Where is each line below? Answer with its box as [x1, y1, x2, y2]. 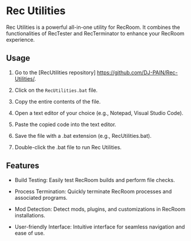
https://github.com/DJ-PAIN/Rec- [96, 69, 178, 76]
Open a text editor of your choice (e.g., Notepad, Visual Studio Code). [14, 109, 184, 116]
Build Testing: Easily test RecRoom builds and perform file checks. [14, 176, 175, 183]
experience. [6, 36, 35, 43]
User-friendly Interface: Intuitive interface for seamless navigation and [14, 223, 185, 230]
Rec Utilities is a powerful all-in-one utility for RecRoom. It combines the [6, 24, 180, 31]
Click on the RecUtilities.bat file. [14, 87, 98, 94]
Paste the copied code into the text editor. [14, 121, 116, 128]
